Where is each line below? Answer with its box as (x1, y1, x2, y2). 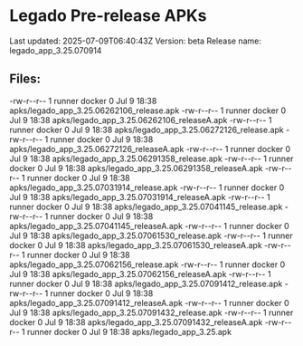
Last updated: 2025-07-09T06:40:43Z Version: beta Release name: (9, 35, 262, 46)
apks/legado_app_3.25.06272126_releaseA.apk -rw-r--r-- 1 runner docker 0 (9, 143, 291, 154)
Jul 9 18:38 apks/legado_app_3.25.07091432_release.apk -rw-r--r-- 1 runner (9, 307, 294, 318)
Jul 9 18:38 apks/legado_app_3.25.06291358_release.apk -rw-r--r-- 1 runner (9, 153, 294, 164)
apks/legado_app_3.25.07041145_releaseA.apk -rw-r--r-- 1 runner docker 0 (9, 220, 289, 231)
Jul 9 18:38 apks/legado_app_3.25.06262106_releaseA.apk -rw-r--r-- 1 (9, 114, 272, 125)
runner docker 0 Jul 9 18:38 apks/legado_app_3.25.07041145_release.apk (9, 201, 283, 212)
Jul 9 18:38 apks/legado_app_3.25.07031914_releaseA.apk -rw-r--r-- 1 (9, 191, 270, 202)
